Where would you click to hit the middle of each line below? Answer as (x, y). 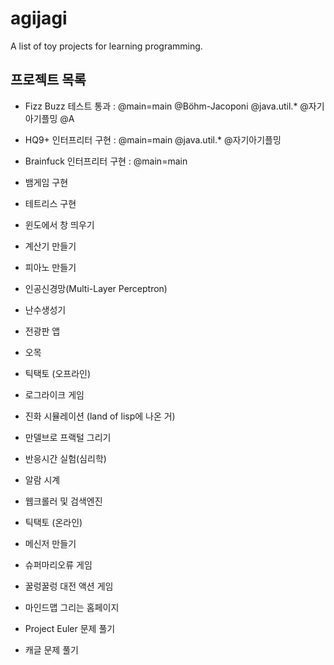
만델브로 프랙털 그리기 (68, 437)
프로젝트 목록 (48, 80)
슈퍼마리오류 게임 (58, 564)
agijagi (39, 18)
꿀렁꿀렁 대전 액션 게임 (69, 586)
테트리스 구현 (50, 203)
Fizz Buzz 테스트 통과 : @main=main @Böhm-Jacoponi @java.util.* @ (166, 106)
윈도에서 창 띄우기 (59, 224)
